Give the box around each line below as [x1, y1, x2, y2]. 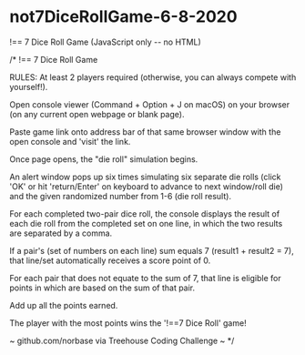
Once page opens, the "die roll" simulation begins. [9, 153, 198, 165]
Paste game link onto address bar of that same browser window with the [9, 126, 281, 137]
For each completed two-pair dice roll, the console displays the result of [9, 208, 280, 219]
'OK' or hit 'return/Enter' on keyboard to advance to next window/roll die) [9, 180, 284, 192]
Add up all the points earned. [9, 299, 118, 310]
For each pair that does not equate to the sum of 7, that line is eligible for [9, 272, 281, 283]
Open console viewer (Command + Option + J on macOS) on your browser [9, 98, 290, 110]
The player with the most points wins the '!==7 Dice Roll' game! [9, 317, 248, 329]
